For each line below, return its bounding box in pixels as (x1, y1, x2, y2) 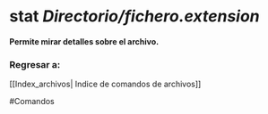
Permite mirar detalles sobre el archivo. (9, 36, 160, 46)
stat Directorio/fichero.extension (9, 6, 260, 27)
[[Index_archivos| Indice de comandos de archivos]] (9, 78, 202, 90)
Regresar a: (9, 58, 61, 70)
